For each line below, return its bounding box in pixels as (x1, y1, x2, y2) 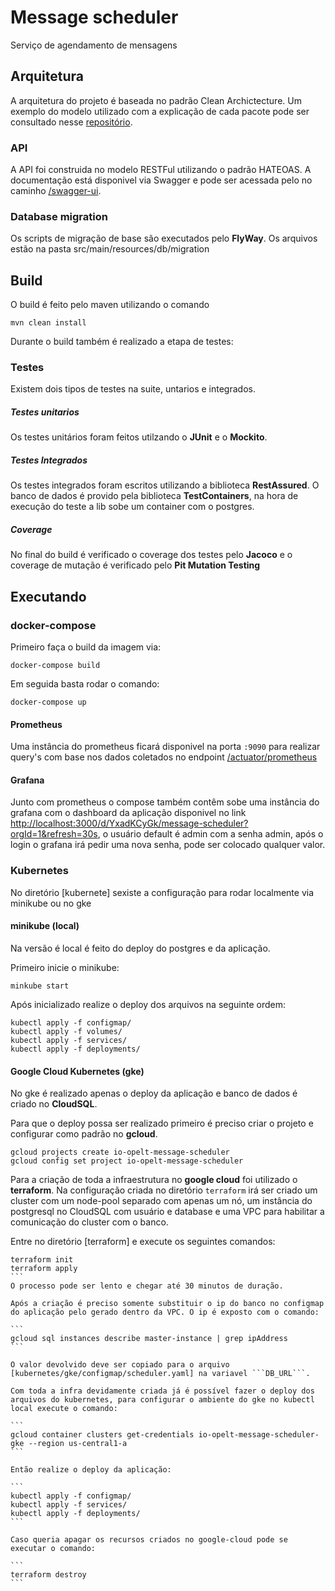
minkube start (10, 981, 70, 991)
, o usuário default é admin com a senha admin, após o (97, 828, 324, 840)
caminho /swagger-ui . (10, 185, 102, 197)
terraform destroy (10, 1570, 87, 1580)
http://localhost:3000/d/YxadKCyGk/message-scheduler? (10, 817, 249, 830)
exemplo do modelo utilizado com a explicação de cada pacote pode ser (10, 105, 310, 117)
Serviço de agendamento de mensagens (10, 39, 178, 51)
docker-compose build (10, 661, 101, 671)
